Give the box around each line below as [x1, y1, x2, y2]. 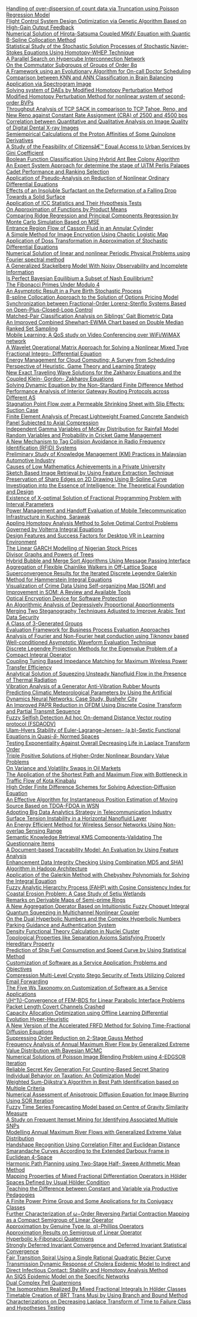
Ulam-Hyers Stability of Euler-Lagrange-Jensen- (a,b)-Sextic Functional [6, 726, 181, 734]
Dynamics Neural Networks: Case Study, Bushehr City [6, 695, 138, 702]
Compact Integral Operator [6, 651, 72, 658]
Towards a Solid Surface [6, 193, 66, 200]
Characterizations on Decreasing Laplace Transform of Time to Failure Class [6, 1298, 192, 1305]
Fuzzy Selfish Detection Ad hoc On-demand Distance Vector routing [6, 714, 172, 721]
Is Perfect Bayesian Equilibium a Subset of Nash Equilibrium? [6, 275, 154, 282]
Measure [6, 1110, 28, 1117]
